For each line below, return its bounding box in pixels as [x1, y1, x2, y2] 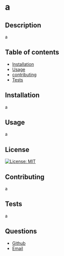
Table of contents [5, 48, 59, 56]
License [5, 145, 30, 154]
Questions [5, 227, 37, 235]
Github [12, 240, 26, 246]
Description [5, 21, 41, 29]
